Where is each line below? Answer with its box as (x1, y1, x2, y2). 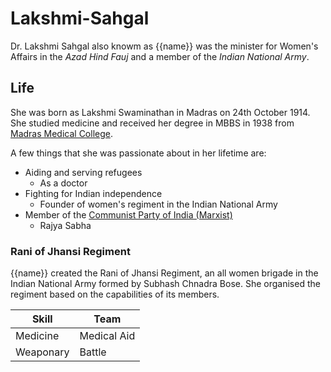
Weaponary (15, 345, 70, 359)
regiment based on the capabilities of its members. (10, 288, 220, 301)
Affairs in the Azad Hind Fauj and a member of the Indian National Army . (10, 50, 310, 62)
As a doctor (39, 177, 88, 189)
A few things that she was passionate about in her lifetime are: (10, 147, 267, 159)
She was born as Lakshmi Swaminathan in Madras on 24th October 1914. (10, 106, 311, 118)
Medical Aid (79, 329, 136, 343)
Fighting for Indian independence (24, 187, 163, 199)
